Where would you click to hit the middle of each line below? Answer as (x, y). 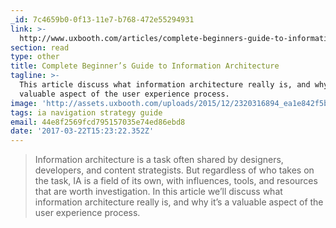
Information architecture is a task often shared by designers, (159, 160)
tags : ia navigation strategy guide (86, 112)
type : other (35, 57)
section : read (40, 47)
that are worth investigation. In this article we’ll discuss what (158, 192)
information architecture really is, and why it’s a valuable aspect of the (179, 202)
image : (24, 103)
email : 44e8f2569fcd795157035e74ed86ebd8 (98, 122)
